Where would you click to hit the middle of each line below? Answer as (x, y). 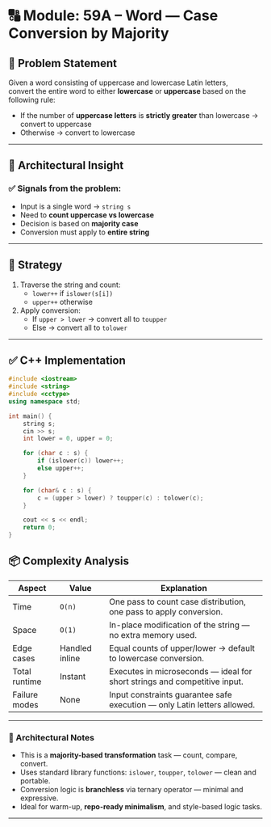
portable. (35, 781)
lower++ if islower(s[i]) (73, 293)
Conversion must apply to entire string (85, 232)
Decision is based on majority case (79, 223)
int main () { (30, 416)
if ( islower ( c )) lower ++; (81, 461)
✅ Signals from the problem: (65, 188)
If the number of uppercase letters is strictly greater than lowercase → (139, 115)
